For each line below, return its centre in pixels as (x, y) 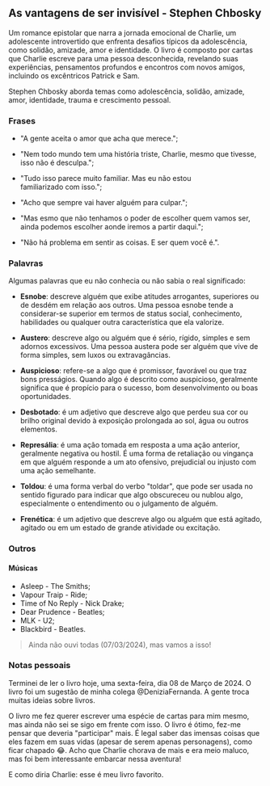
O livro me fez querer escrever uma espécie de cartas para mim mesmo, (129, 716)
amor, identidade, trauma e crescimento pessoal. (90, 99)
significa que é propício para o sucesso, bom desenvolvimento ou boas (139, 388)
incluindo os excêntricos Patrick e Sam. (74, 75)
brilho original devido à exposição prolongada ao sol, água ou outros (134, 421)
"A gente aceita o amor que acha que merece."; (99, 139)
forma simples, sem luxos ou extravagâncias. (95, 355)
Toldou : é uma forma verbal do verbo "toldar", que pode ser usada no (136, 486)
